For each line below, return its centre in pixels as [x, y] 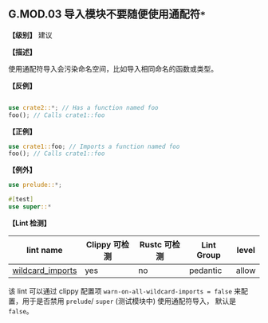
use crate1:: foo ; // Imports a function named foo [94, 146]
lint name [45, 250]
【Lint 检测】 [30, 223]
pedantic [205, 270]
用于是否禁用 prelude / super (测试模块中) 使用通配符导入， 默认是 [129, 301]
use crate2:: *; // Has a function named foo [83, 107]
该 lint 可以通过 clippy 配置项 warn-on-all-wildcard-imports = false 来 [125, 291]
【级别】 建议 [30, 35]
